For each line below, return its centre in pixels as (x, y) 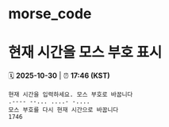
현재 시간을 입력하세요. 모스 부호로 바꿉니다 (71, 95)
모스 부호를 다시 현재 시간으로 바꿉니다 (63, 110)
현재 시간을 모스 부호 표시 (85, 53)
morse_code (50, 14)
